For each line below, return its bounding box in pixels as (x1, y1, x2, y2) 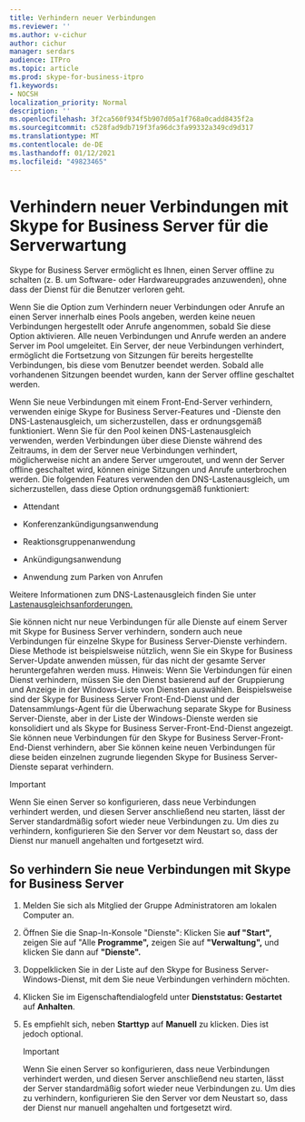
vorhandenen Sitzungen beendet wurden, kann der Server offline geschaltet (9, 369, 295, 380)
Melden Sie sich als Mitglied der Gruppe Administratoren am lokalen (22, 900, 277, 911)
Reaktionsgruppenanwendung (22, 536, 136, 547)
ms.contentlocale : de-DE (9, 140, 103, 149)
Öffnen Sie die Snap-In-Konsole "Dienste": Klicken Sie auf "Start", (22, 927, 272, 938)
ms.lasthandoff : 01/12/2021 (9, 148, 116, 157)
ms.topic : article (9, 65, 79, 74)
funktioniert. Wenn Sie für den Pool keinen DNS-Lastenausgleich (9, 426, 251, 436)
